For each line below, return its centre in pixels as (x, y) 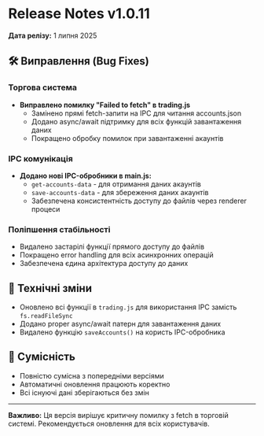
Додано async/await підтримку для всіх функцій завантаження (136, 121)
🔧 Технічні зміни (50, 288)
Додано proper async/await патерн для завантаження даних (120, 324)
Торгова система (42, 87)
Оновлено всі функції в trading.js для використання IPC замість (128, 307)
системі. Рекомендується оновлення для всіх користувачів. (109, 423)
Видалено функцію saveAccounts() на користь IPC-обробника (122, 332)
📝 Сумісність (42, 357)
